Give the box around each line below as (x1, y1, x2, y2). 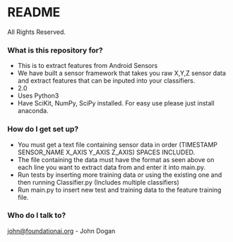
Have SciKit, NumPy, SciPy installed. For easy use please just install (17, 99, 215, 108)
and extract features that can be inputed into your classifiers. (17, 76, 196, 85)
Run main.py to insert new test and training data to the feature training (17, 185, 222, 194)
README (7, 4, 61, 21)
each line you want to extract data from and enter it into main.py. (17, 163, 206, 171)
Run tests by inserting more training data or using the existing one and (17, 171, 222, 179)
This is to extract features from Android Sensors (17, 62, 158, 70)
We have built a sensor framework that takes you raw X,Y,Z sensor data (17, 69, 226, 78)
